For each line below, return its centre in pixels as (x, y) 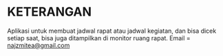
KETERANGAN (49, 12)
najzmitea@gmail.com (39, 45)
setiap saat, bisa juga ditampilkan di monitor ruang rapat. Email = (99, 38)
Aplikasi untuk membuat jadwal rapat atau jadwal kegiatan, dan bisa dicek (112, 31)
